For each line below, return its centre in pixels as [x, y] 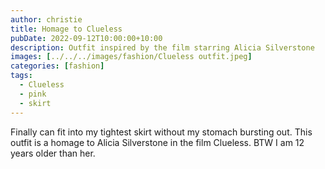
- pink [33, 94]
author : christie [46, 19]
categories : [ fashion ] [57, 66]
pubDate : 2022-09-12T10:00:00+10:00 [86, 38]
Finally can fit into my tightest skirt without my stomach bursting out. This [161, 132]
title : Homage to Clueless [66, 29]
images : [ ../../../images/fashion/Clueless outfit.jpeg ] [131, 57]
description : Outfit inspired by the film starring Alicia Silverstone [162, 47]
